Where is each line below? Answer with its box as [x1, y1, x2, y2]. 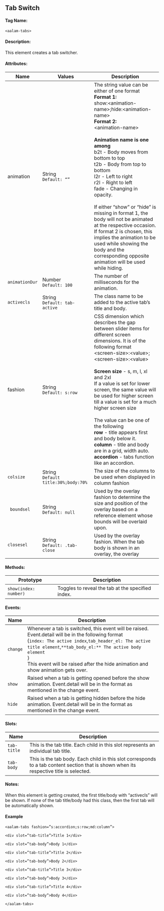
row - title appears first [94, 429, 148, 435]
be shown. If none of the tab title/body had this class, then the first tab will [5, 797, 155, 803]
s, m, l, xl [127, 368, 148, 374]
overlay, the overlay [94, 551, 139, 557]
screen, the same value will [94, 386, 156, 393]
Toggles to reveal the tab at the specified [57, 585, 151, 592]
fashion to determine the [94, 494, 150, 500]
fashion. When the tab [94, 539, 145, 545]
